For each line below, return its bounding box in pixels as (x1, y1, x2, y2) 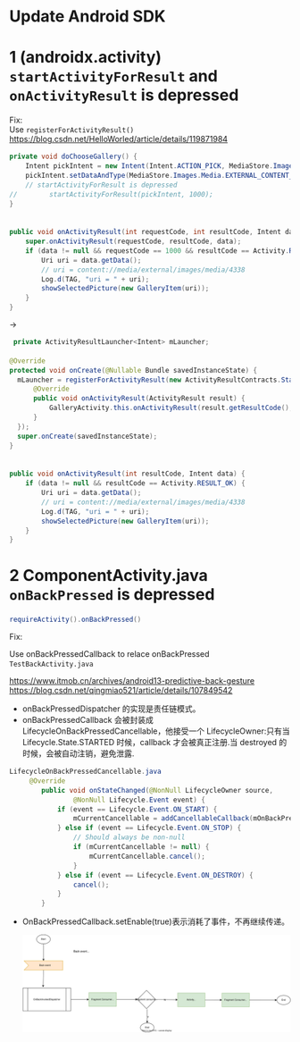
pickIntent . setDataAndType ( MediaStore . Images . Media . (25, 171, 226, 180)
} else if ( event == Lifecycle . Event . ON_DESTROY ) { (56, 870, 254, 879)
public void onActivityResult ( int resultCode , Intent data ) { (9, 469, 246, 479)
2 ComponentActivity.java (9, 566, 208, 586)
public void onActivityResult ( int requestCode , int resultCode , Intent (9, 228, 281, 237)
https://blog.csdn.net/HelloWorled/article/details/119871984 (9, 134, 229, 145)
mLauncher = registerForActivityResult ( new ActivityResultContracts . (17, 375, 281, 384)
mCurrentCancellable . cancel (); (88, 852, 205, 861)
